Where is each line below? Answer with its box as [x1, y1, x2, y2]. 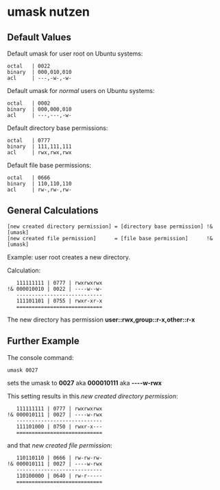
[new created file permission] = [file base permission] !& [7, 235, 213, 242]
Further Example [7, 335, 80, 347]
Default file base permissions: [7, 162, 91, 169]
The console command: [7, 353, 74, 361]
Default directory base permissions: [7, 124, 108, 132]
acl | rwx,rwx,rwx [7, 149, 72, 156]
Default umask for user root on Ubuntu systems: [7, 49, 143, 57]
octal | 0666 [7, 175, 51, 181]
